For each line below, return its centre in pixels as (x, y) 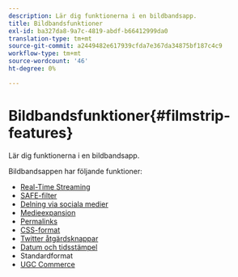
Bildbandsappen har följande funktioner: (76, 171)
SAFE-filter (38, 195)
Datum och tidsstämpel (59, 247)
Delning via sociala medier (64, 204)
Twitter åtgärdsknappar (59, 238)
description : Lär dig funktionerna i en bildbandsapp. (103, 16)
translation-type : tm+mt (50, 38)
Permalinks (39, 221)
